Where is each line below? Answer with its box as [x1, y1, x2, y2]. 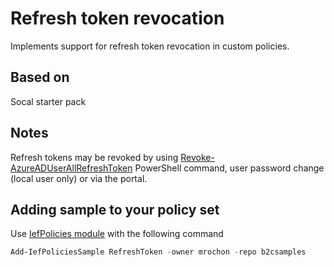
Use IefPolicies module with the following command [10, 228, 224, 240]
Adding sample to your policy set [10, 201, 220, 218]
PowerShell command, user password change [134, 162, 325, 174]
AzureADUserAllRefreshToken [10, 162, 133, 174]
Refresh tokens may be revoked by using [10, 151, 179, 163]
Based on [10, 69, 70, 86]
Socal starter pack [10, 95, 87, 107]
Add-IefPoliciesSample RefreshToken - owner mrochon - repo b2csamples [10, 247, 307, 257]
